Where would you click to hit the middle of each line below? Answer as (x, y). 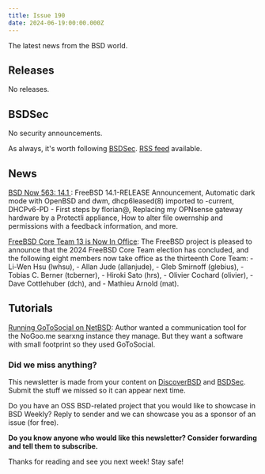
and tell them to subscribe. (53, 446)
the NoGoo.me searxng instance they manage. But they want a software (126, 336)
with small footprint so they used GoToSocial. (82, 344)
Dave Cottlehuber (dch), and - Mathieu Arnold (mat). (94, 283)
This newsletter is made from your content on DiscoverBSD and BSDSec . (127, 382)
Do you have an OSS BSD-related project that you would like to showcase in (132, 406)
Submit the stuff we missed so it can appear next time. (97, 391)
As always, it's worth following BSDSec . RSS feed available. (105, 149)
